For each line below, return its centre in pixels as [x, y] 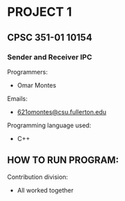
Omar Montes [37, 85]
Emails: [17, 98]
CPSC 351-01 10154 [50, 38]
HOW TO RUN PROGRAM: [63, 160]
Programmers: [28, 72]
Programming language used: [49, 125]
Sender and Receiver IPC [50, 57]
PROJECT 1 [40, 12]
